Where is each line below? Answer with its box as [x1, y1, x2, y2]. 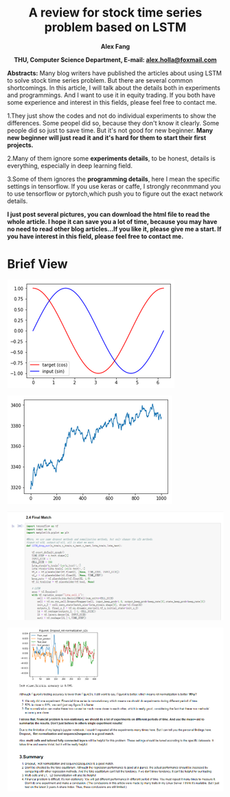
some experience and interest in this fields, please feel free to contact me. [7, 98, 218, 106]
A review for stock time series [28, 5, 203, 21]
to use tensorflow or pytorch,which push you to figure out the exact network [7, 189, 223, 198]
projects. [7, 141, 34, 149]
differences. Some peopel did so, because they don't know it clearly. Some [7, 118, 220, 127]
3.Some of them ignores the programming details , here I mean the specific [7, 174, 220, 183]
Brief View [7, 256, 68, 272]
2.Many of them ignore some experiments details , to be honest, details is [7, 154, 216, 163]
